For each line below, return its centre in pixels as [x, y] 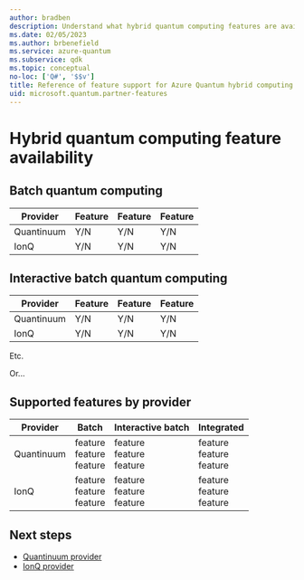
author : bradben [40, 18]
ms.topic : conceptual [50, 69]
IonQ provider [48, 566]
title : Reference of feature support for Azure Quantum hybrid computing [152, 85]
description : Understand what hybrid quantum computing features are [143, 26]
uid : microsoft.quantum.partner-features [89, 93]
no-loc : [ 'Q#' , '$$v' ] [52, 77]
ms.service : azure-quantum [60, 52]
